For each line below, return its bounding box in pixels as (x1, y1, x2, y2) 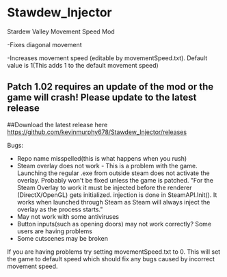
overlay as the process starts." (16, 205, 103, 213)
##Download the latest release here (7, 120, 108, 129)
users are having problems (16, 227, 92, 235)
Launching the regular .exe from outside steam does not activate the (16, 169, 210, 177)
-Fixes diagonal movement (7, 40, 82, 49)
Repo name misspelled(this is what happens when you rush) (16, 154, 187, 162)
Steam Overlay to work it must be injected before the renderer (16, 183, 192, 192)
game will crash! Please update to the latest (7, 92, 197, 103)
